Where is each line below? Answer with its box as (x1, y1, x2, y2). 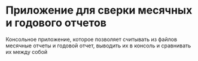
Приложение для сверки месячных (5, 4, 193, 17)
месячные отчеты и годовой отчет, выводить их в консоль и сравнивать (5, 42, 191, 49)
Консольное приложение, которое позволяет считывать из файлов (5, 36, 178, 43)
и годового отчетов (5, 16, 107, 30)
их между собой (5, 48, 48, 55)
